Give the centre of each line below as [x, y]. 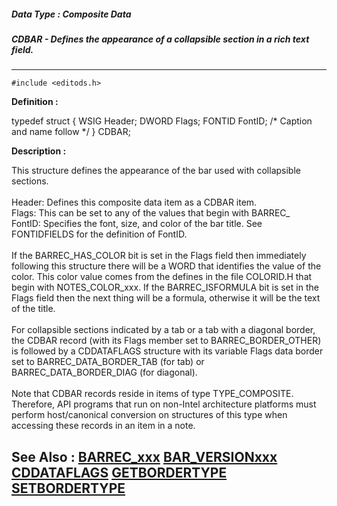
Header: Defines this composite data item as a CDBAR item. [134, 202]
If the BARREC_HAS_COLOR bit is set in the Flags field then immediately [159, 256]
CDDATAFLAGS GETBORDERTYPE [119, 472]
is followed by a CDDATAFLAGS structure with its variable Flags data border [167, 351]
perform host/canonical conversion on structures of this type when [149, 415]
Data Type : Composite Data [71, 14]
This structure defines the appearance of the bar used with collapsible [156, 171]
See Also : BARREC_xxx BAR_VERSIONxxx [144, 456]
